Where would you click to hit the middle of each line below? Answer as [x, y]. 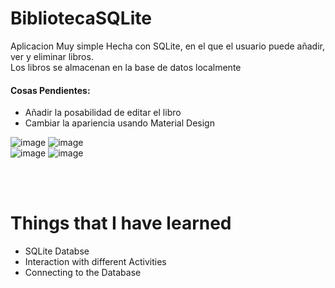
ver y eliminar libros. [52, 56]
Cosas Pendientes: [50, 90]
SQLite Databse [57, 251]
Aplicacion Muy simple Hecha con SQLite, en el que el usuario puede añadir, [167, 46]
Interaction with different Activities [95, 262]
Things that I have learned [121, 223]
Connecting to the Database [83, 273]
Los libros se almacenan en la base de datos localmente [126, 67]
